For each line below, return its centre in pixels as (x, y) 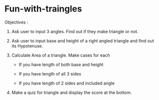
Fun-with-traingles (43, 9)
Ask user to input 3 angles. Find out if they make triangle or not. (75, 31)
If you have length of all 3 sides (50, 74)
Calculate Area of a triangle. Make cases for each (61, 55)
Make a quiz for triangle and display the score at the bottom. (72, 92)
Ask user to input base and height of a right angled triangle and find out (83, 41)
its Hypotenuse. (27, 46)
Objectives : (16, 22)
